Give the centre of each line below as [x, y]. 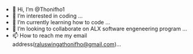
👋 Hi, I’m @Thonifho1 [38, 9]
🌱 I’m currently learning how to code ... [61, 22]
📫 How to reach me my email [50, 35]
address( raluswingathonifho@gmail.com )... [66, 44]
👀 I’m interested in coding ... [47, 16]
